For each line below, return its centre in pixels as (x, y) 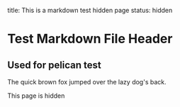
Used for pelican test (54, 65)
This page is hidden (36, 96)
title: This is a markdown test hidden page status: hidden (90, 10)
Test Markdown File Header (90, 39)
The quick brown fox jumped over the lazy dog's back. (87, 82)
